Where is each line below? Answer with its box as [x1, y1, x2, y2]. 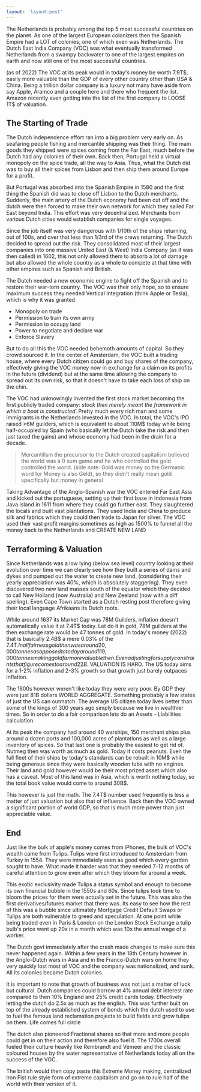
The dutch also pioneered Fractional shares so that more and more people [6, 1030, 190, 1038]
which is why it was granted [6, 296, 76, 304]
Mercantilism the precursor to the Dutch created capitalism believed [20, 451, 190, 458]
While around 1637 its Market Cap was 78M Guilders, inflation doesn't [6, 616, 179, 623]
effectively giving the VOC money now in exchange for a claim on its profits [6, 364, 193, 371]
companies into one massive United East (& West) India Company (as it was [6, 247, 193, 254]
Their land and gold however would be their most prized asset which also [6, 767, 188, 774]
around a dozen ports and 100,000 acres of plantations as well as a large [6, 735, 186, 742]
